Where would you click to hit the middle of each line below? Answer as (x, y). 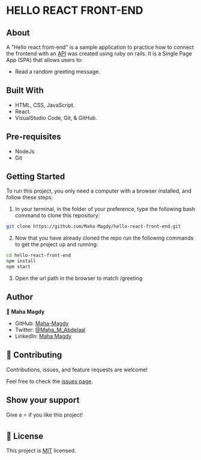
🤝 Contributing (34, 355)
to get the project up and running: (56, 244)
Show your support (43, 400)
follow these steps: (29, 197)
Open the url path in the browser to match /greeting (79, 278)
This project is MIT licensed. (41, 451)
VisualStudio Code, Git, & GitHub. (56, 117)
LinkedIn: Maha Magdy (43, 336)
